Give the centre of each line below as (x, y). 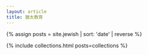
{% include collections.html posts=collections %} (67, 46)
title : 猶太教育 (25, 17)
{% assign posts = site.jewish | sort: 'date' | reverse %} (74, 34)
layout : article (26, 12)
